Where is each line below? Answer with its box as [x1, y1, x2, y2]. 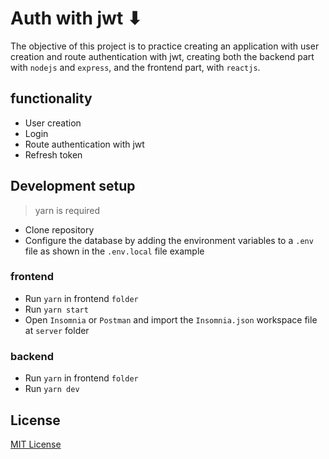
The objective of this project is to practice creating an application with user [10, 40, 320, 52]
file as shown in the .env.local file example [24, 245, 205, 257]
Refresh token [24, 148, 83, 161]
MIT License [10, 438, 62, 450]
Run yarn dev [24, 383, 80, 395]
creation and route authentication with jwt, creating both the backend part [10, 50, 315, 62]
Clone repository [24, 223, 95, 236]
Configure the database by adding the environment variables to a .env [24, 234, 314, 246]
